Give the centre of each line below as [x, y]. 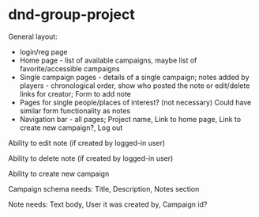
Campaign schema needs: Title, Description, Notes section [104, 188]
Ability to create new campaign [59, 173]
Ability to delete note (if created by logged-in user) [91, 158]
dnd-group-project [72, 15]
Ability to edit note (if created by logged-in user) [87, 143]
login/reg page [43, 51]
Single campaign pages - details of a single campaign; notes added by [135, 77]
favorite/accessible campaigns [69, 68]
